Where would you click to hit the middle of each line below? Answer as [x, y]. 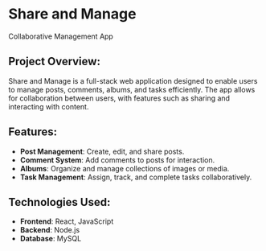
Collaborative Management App [61, 36]
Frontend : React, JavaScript [67, 221]
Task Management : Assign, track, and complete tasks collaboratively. [136, 177]
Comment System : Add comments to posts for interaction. [117, 160]
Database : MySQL [51, 239]
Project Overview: [54, 62]
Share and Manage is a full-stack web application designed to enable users [133, 80]
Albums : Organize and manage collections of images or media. [125, 168]
